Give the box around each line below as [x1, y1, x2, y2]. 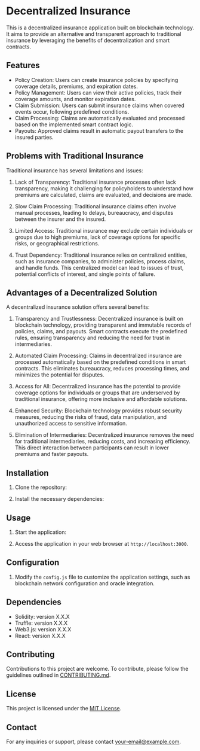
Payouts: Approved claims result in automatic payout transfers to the [14, 127, 184, 134]
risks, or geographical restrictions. [14, 239, 100, 247]
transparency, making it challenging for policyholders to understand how [14, 184, 194, 192]
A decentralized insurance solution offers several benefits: [6, 303, 150, 311]
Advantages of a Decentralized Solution [6, 287, 158, 297]
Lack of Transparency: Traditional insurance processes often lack [14, 178, 176, 186]
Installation [6, 468, 49, 478]
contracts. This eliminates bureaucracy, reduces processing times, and [14, 365, 190, 372]
